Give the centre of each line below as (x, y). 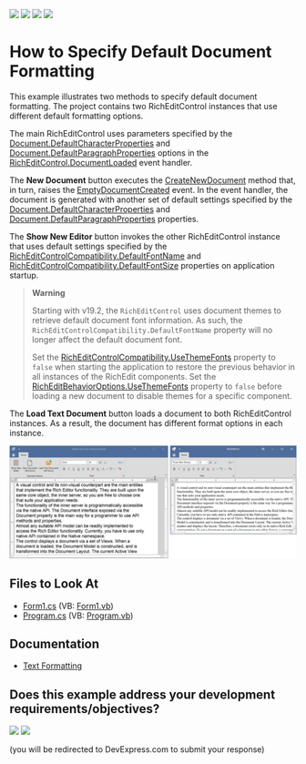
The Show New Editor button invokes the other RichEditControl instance (145, 236)
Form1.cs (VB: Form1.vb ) (68, 606)
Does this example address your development (143, 694)
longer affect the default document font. (107, 339)
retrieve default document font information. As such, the (137, 320)
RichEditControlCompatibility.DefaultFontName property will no (152, 330)
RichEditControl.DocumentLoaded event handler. (101, 162)
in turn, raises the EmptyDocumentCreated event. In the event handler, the (149, 189)
